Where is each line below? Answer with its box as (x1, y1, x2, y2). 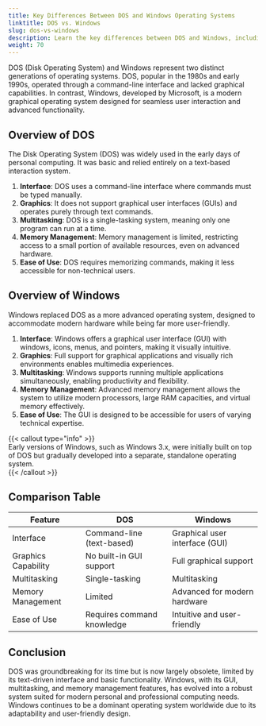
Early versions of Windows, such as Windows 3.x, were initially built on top (8, 442, 252, 451)
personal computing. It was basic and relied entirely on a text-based (8, 157, 231, 167)
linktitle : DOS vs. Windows (8, 19, 101, 27)
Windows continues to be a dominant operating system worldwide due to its (8, 701, 256, 710)
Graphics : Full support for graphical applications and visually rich (19, 350, 234, 360)
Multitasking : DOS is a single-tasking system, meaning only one (19, 215, 230, 225)
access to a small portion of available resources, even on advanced (19, 240, 240, 250)
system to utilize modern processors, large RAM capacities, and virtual (19, 392, 251, 402)
